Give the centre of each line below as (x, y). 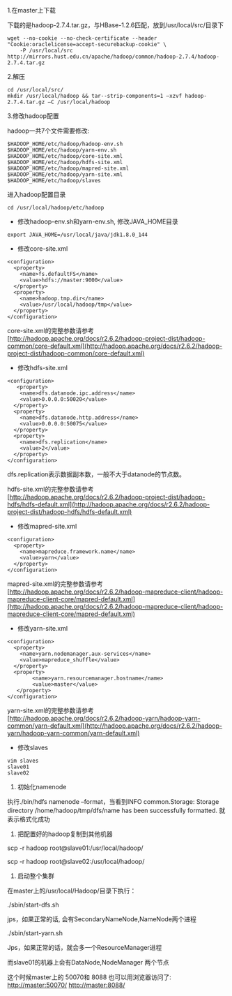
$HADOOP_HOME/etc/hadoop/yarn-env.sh (62, 150)
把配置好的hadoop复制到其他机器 (65, 834)
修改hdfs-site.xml (42, 368)
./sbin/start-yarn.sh (35, 933)
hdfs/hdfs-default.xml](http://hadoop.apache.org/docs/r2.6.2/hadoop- (109, 504)
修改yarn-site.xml (42, 628)
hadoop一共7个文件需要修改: (48, 131)
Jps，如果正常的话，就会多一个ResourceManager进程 (85, 947)
